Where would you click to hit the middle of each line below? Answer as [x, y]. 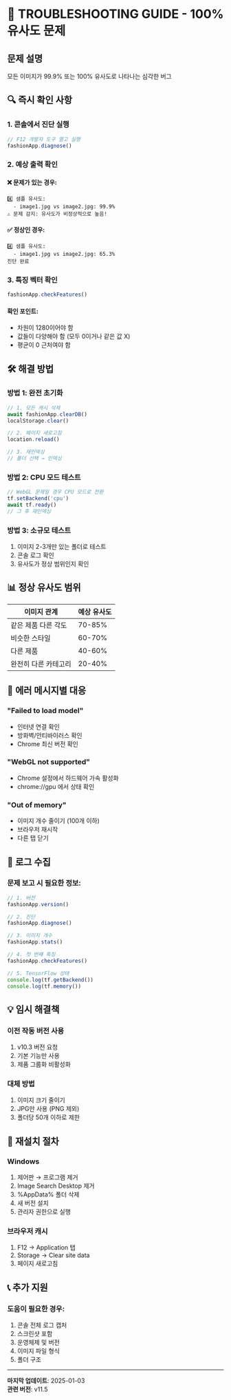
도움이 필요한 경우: [36, 1308]
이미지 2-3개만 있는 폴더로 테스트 [62, 547]
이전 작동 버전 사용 [36, 1030]
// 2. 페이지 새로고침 [34, 433]
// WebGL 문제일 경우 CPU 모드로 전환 [55, 492]
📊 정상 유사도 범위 [44, 588]
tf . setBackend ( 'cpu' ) [38, 499]
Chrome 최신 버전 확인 [48, 743]
